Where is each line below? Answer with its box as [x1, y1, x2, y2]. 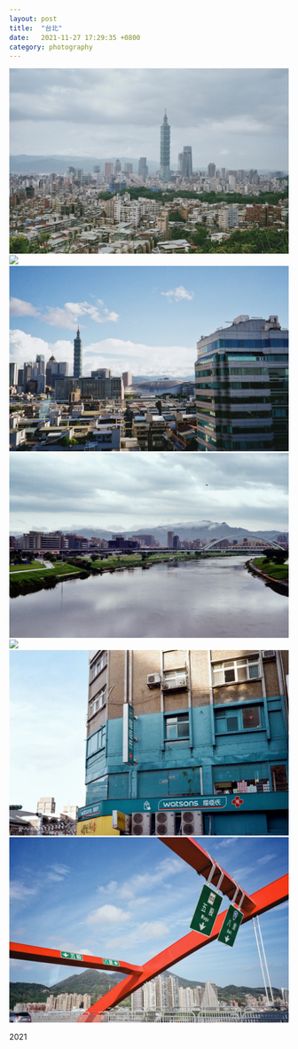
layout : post [9, 14, 58, 23]
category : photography [9, 43, 93, 52]
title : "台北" [9, 23, 63, 33]
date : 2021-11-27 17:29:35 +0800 [9, 33, 141, 42]
